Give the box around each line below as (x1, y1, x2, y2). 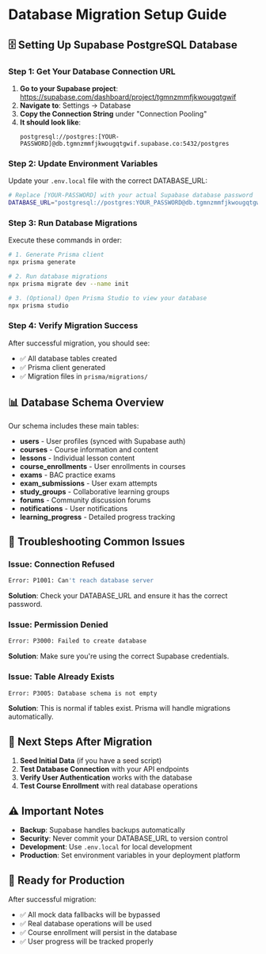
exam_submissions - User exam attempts (19, 478, 158, 488)
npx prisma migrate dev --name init (8, 280, 129, 288)
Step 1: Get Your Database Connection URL (8, 66, 176, 77)
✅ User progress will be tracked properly (19, 937, 154, 946)
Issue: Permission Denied (8, 620, 108, 631)
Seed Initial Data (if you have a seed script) (19, 756, 162, 765)
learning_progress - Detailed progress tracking (19, 512, 176, 521)
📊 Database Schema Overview (8, 396, 165, 410)
